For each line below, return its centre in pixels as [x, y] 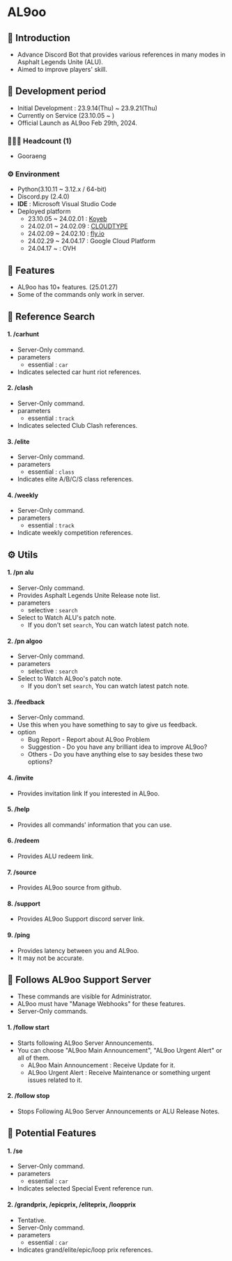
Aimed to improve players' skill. [62, 69]
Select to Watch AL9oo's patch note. [70, 679]
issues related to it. [55, 1080]
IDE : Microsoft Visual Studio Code [67, 204]
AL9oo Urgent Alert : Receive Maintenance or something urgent [119, 1072]
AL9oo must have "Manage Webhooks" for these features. [101, 1004]
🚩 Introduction [39, 38]
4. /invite [20, 778]
